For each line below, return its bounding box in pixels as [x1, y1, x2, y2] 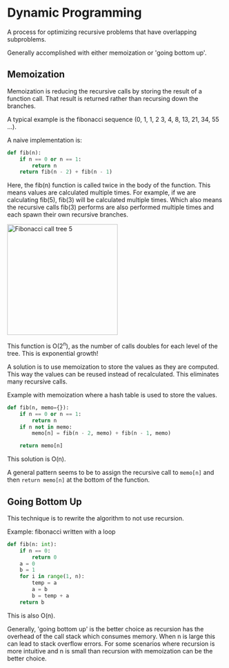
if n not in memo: [19, 424, 72, 431]
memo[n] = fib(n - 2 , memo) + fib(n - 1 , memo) [32, 430, 171, 437]
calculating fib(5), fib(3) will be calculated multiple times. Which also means [7, 196, 223, 204]
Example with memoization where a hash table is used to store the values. [7, 390, 217, 399]
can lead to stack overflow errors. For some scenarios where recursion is [7, 639, 215, 648]
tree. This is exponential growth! [7, 349, 99, 357]
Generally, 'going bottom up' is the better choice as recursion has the [7, 624, 204, 633]
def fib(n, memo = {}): [7, 404, 70, 411]
